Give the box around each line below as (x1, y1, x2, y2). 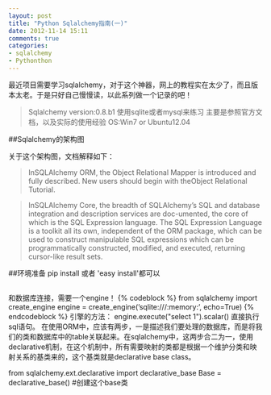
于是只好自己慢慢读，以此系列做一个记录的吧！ (35, 89, 192, 99)
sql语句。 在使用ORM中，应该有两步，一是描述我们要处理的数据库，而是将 (8, 322, 256, 331)
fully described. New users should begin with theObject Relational (27, 176, 248, 185)
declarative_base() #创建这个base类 (8, 378, 128, 388)
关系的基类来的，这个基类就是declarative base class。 (15, 352, 196, 362)
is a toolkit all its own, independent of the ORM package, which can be (27, 226, 262, 235)
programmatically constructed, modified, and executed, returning (27, 243, 246, 252)
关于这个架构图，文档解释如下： (8, 151, 115, 161)
